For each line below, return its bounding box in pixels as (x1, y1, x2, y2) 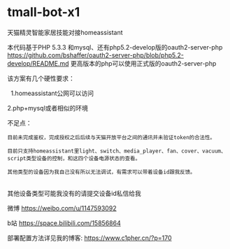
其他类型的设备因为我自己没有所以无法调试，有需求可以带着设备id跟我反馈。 (7, 169, 196, 176)
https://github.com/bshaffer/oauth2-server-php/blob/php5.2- (7, 50, 184, 59)
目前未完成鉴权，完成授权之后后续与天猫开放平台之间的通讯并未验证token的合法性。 (7, 134, 215, 141)
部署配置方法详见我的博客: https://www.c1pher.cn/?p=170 (7, 234, 173, 242)
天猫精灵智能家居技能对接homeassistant (7, 28, 124, 36)
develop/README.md (7, 59, 69, 67)
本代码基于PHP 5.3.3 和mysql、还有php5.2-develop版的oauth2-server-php (7, 43, 223, 51)
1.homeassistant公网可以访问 (10, 89, 94, 97)
